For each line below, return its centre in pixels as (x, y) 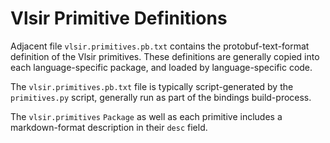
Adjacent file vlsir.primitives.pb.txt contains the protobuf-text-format (160, 46)
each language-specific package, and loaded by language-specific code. (161, 67)
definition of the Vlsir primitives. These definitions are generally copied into (165, 56)
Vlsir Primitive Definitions (119, 18)
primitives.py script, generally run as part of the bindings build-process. (161, 97)
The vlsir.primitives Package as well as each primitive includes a (146, 116)
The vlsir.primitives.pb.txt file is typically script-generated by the (152, 86)
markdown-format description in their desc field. (109, 127)
